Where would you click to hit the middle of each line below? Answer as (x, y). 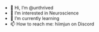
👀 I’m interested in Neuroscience (44, 13)
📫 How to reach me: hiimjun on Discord (52, 24)
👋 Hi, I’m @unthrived (32, 8)
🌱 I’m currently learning (35, 18)
